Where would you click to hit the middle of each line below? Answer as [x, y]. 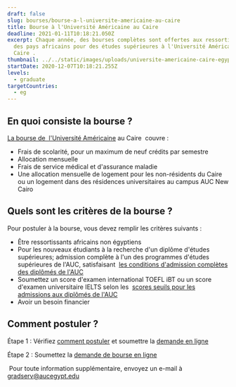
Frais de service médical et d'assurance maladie [87, 166]
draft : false [26, 14]
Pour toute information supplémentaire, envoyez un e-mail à [96, 368]
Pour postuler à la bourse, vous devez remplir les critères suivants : [105, 228]
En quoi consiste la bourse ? [70, 121]
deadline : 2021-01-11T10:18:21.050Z [61, 33]
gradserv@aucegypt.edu [43, 376]
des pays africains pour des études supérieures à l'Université [110, 47]
